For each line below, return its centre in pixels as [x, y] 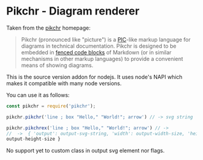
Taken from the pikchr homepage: [48, 28]
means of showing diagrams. [57, 65]
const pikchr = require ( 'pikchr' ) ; [51, 106]
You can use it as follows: [38, 95]
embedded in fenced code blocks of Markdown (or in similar [96, 52]
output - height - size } [34, 139]
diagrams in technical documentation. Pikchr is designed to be [98, 46]
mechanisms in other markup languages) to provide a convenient [102, 59]
